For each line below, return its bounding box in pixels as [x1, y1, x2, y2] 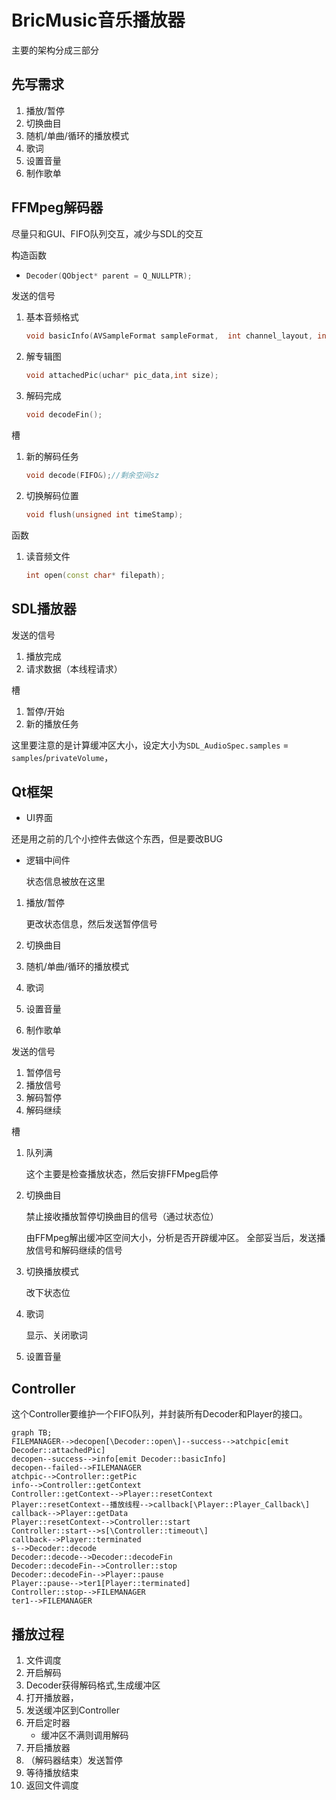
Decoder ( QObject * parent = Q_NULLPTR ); [25, 271, 193, 281]
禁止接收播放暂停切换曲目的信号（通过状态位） [25, 1211, 219, 1223]
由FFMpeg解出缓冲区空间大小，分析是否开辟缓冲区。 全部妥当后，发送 [25, 1232, 318, 1244]
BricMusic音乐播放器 [11, 9, 186, 32]
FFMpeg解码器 [11, 199, 104, 216]
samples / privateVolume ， [11, 751, 114, 763]
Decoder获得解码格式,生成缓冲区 [25, 1679, 161, 1691]
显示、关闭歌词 [25, 1329, 88, 1341]
